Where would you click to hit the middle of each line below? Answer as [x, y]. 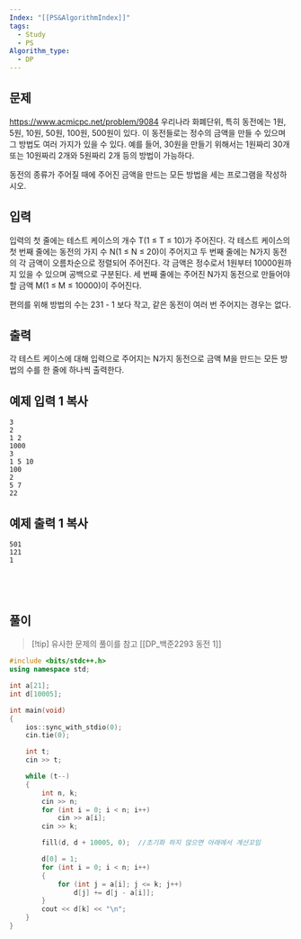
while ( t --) [48, 776]
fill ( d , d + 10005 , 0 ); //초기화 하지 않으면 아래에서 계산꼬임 [151, 843]
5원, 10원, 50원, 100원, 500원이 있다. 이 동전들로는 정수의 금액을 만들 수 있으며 [147, 132]
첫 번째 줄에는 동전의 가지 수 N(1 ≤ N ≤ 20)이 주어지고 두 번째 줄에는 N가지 [140, 251]
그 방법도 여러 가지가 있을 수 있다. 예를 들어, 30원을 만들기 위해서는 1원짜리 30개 [150, 144]
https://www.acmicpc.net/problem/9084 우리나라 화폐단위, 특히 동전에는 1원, [148, 122]
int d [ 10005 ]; [36, 694]
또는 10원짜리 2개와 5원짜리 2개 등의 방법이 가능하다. [102, 155]
